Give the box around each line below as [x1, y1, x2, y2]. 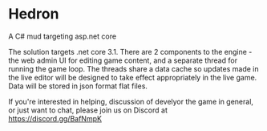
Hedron [8, 5, 59, 23]
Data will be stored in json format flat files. [8, 81, 148, 91]
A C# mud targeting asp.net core [8, 31, 117, 41]
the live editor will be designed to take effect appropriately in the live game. [8, 72, 257, 82]
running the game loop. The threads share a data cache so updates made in [8, 63, 259, 73]
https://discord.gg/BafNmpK [8, 113, 103, 123]
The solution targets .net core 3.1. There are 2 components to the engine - [8, 47, 253, 56]
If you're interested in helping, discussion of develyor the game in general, [8, 96, 254, 106]
